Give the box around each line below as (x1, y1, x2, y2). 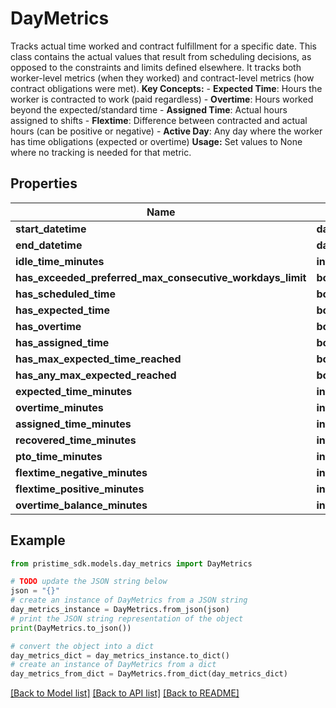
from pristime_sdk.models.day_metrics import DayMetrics (10, 558, 253, 569)
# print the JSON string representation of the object (10, 613, 244, 624)
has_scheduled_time (15, 287, 116, 301)
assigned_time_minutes (15, 417, 132, 431)
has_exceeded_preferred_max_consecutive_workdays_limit (15, 270, 307, 284)
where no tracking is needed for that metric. (10, 146, 192, 158)
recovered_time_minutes (15, 433, 137, 447)
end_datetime (15, 238, 83, 252)
